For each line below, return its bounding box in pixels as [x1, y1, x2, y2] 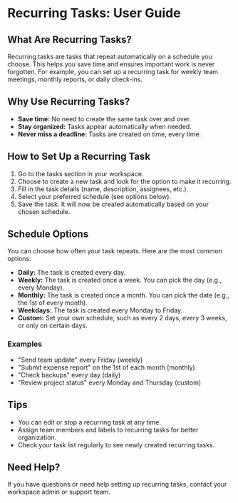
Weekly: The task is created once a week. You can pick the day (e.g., [17, 276, 222, 285]
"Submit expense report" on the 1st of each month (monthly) [17, 362, 196, 372]
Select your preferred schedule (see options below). [17, 192, 172, 200]
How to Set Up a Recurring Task [7, 151, 151, 163]
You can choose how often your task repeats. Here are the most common [7, 247, 223, 255]
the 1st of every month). [17, 298, 88, 308]
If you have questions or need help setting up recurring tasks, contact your [7, 480, 227, 489]
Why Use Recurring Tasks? [7, 96, 130, 108]
